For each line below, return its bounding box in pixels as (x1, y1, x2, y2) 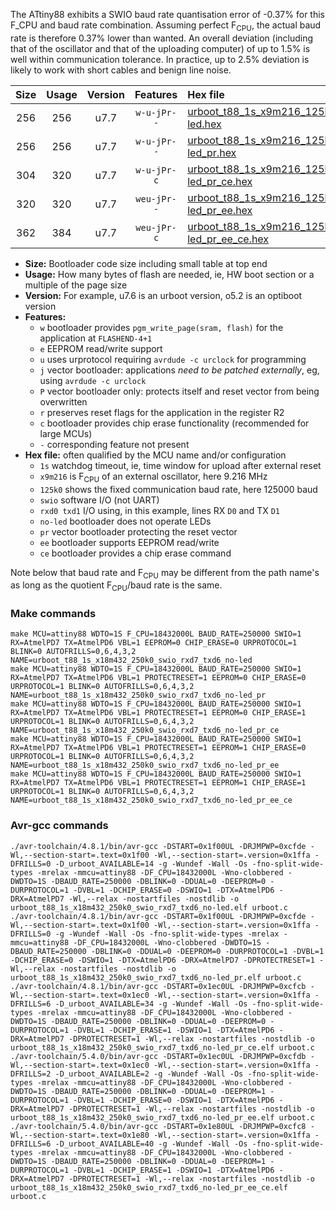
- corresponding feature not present (39, 438, 190, 450)
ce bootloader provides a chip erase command (39, 547, 232, 559)
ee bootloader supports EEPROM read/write (39, 536, 220, 548)
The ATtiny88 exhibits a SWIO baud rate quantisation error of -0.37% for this (10, 9, 325, 20)
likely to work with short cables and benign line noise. (10, 64, 232, 76)
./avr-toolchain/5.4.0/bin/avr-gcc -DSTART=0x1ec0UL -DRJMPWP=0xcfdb (10, 1051, 307, 1061)
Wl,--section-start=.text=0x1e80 (10, 1130, 150, 1140)
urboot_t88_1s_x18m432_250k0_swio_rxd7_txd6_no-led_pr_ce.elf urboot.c (10, 1042, 315, 1053)
